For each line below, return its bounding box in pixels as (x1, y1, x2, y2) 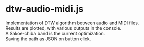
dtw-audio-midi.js (5, 3, 84, 15)
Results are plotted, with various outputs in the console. (5, 25, 122, 31)
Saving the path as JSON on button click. (5, 36, 91, 42)
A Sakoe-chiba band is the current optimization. (5, 30, 105, 36)
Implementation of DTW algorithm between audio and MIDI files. (5, 20, 139, 26)
